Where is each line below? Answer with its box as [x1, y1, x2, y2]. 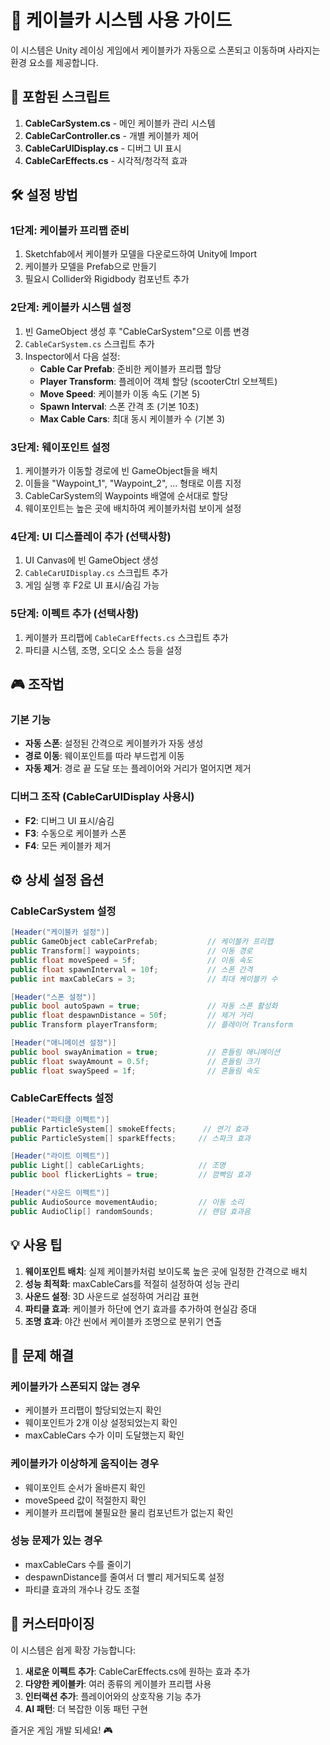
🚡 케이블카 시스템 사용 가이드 [10, 9, 233, 32]
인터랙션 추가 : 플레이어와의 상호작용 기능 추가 [24, 1690, 202, 1702]
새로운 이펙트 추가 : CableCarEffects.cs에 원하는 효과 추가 [24, 1665, 251, 1677]
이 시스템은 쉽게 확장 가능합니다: [10, 1644, 137, 1656]
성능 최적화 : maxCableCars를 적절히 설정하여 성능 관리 [24, 1277, 240, 1290]
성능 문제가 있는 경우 [10, 1534, 103, 1548]
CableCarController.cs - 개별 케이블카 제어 [24, 129, 199, 141]
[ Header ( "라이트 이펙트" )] [10, 1151, 110, 1161]
